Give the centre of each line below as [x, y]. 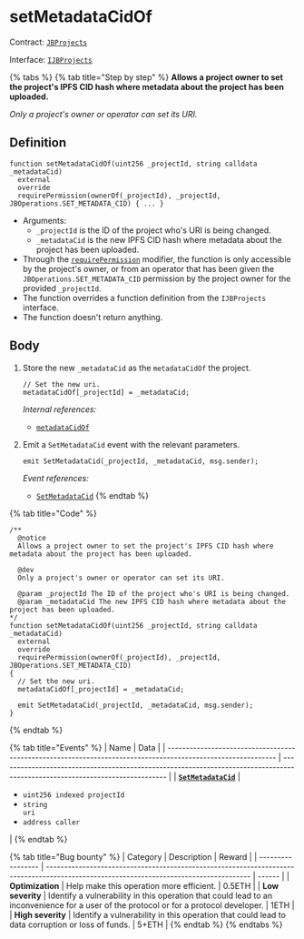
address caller [51, 822]
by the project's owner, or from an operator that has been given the [148, 268]
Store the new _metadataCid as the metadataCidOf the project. [137, 368]
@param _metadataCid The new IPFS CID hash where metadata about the [152, 601]
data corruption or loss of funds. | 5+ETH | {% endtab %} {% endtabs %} [146, 924]
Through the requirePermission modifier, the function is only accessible [157, 259]
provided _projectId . [62, 288]
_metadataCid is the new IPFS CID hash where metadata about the [159, 239]
